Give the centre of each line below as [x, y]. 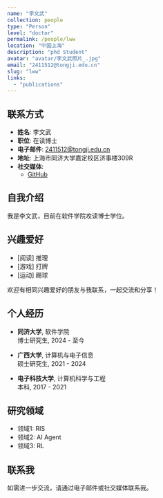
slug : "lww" [24, 71]
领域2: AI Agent [39, 437]
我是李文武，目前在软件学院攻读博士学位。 [68, 216]
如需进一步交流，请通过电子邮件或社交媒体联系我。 [80, 488]
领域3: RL [31, 446]
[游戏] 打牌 [32, 266]
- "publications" [38, 84]
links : [17, 78]
